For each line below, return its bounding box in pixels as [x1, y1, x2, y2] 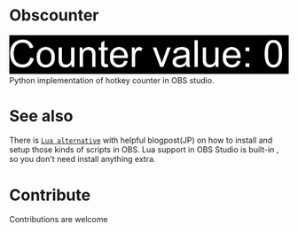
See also [9, 105, 74, 126]
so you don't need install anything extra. [9, 154, 156, 165]
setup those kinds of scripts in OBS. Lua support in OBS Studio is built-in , [9, 144, 279, 155]
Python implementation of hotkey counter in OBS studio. [9, 74, 215, 85]
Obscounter [9, 5, 99, 26]
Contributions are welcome [9, 214, 108, 225]
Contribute [9, 185, 91, 205]
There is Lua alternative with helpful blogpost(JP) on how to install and [9, 135, 273, 146]
